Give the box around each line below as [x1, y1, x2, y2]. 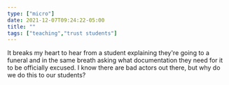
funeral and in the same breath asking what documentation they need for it [7, 56, 223, 65]
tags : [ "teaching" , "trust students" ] [7, 29, 118, 37]
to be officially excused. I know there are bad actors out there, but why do [7, 63, 221, 72]
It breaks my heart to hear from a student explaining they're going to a [7, 49, 210, 57]
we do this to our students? [7, 71, 86, 79]
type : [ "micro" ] [7, 10, 55, 17]
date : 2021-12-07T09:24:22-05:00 [7, 17, 105, 24]
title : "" [7, 23, 36, 30]
